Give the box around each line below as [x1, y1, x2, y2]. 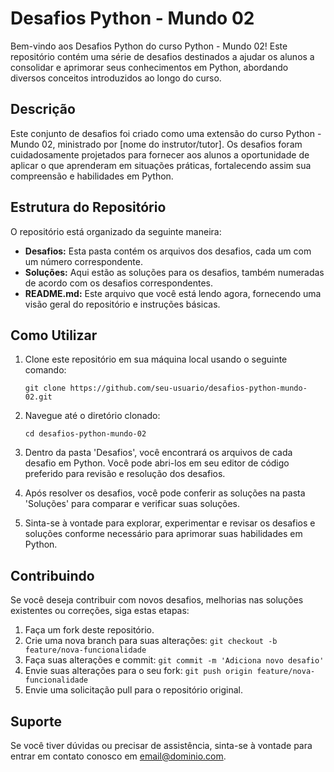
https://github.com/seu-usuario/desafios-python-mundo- [69, 383, 308, 394]
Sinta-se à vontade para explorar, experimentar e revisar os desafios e [24, 517, 316, 529]
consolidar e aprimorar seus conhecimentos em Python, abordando [10, 61, 289, 73]
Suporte [10, 713, 62, 730]
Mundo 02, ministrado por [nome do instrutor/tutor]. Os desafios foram [10, 138, 303, 150]
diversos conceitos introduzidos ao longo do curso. [10, 72, 222, 84]
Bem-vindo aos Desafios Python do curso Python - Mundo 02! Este [10, 40, 288, 52]
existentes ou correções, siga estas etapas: [10, 605, 190, 617]
